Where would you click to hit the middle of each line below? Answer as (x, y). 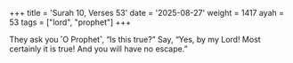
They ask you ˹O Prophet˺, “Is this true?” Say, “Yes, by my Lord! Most (135, 39)
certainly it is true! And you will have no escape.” (99, 49)
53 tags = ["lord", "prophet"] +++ (70, 22)
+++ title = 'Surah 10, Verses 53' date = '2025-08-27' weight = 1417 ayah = (147, 13)
